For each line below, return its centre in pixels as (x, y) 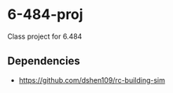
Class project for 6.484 (45, 36)
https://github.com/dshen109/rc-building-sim (92, 80)
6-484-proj (45, 15)
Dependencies (44, 61)
